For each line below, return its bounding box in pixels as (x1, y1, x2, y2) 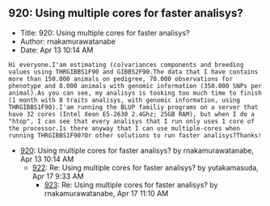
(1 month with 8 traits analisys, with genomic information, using (8, 96, 241, 104)
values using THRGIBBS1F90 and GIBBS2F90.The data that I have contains (8, 68, 259, 76)
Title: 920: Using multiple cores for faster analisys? (19, 27, 190, 37)
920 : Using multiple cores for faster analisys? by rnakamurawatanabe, (19, 145, 255, 155)
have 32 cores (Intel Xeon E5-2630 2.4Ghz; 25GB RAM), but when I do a (8, 110, 255, 118)
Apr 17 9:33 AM (32, 171, 84, 181)
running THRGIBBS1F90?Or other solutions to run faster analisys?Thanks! (8, 131, 263, 140)
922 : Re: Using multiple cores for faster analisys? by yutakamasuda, (32, 162, 259, 172)
